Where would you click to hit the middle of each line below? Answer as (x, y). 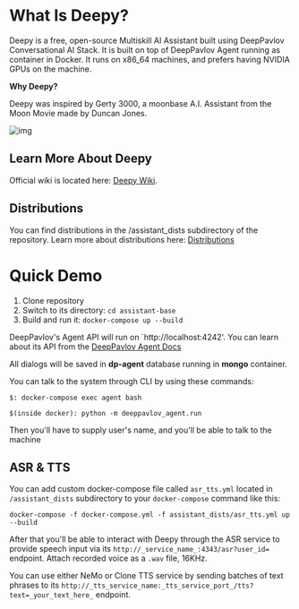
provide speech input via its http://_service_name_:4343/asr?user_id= (140, 549)
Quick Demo (56, 275)
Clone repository (53, 300)
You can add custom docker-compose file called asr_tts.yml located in (141, 489)
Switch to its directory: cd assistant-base (99, 310)
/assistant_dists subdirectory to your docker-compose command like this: (145, 499)
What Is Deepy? (69, 16)
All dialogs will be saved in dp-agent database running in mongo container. (149, 364)
